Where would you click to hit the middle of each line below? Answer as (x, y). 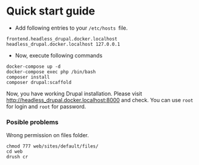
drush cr (17, 157)
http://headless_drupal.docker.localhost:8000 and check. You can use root (100, 100)
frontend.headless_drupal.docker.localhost (62, 39)
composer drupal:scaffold (39, 82)
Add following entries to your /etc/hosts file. (71, 28)
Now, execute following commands (59, 55)
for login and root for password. (46, 106)
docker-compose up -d (34, 66)
